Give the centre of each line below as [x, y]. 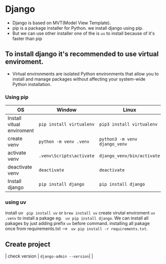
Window [66, 110]
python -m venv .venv [64, 142]
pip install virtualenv [67, 124]
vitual [14, 125]
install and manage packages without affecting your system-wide [79, 79]
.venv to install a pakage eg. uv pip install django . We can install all [77, 218]
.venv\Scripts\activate [67, 156]
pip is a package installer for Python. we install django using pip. [78, 28]
